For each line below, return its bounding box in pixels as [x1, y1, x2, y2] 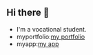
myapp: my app [16, 39, 59, 48]
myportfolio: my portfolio [16, 32, 85, 41]
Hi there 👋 [6, 7, 50, 19]
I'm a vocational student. [16, 25, 87, 33]
